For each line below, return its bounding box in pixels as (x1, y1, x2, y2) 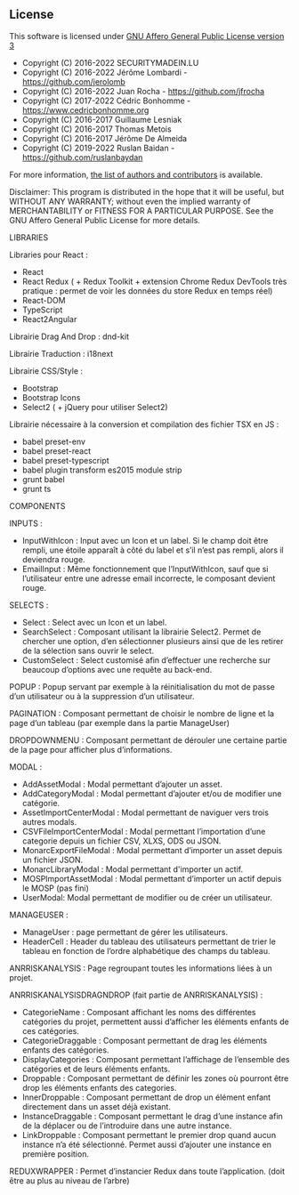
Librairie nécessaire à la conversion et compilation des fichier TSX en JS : (9, 418, 279, 430)
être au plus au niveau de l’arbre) (9, 1175, 131, 1186)
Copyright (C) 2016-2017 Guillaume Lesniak (21, 114, 182, 125)
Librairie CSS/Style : (9, 365, 83, 376)
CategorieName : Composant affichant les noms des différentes (21, 1006, 256, 1017)
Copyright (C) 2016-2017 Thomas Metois (21, 124, 172, 134)
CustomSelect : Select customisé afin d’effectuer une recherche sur (21, 654, 271, 666)
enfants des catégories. (21, 1045, 109, 1055)
